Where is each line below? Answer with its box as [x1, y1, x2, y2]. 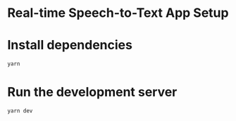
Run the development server [7, 84, 178, 100]
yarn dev [7, 107, 33, 114]
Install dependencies [7, 37, 132, 53]
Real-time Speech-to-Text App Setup [7, 5, 229, 21]
